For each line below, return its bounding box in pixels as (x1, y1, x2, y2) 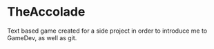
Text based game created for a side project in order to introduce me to (7, 27, 208, 35)
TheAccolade (7, 4, 86, 20)
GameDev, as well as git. (7, 33, 77, 42)
